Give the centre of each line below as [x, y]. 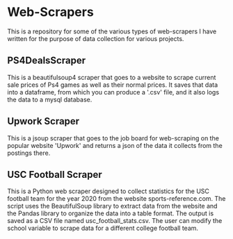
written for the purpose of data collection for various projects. [96, 38]
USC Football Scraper [55, 174]
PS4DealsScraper [46, 61]
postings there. [29, 153]
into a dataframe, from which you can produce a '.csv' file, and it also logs [113, 92]
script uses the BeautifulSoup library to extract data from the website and [112, 206]
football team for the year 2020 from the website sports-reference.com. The [116, 199]
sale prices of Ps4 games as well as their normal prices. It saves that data [112, 85]
